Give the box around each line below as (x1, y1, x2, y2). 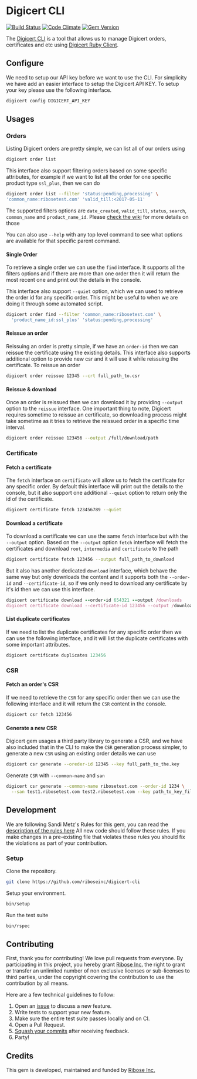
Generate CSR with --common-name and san (6, 772, 105, 779)
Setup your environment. (6, 890, 66, 897)
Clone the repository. (6, 867, 57, 874)
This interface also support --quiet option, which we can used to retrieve (6, 288, 184, 295)
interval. (6, 424, 26, 431)
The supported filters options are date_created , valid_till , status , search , (6, 207, 186, 214)
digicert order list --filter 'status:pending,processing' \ (6, 191, 159, 197)
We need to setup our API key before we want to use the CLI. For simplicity (6, 74, 187, 81)
